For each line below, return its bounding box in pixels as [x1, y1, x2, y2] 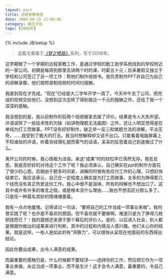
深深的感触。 [5, 103, 31, 109]
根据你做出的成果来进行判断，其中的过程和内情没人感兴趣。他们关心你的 [9, 223, 158, 229]
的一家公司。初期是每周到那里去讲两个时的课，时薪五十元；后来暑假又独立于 [5, 67, 163, 73]
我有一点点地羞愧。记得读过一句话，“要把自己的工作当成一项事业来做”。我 [5, 204, 158, 210]
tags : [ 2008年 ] [5, 26, 36, 31]
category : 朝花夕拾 [5, 21, 43, 27]
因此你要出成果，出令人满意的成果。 [5, 246, 80, 252]
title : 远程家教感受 [5, 12, 43, 17]
